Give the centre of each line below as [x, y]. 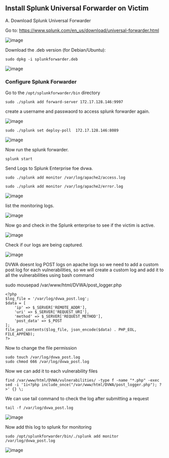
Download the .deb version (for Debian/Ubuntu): [56, 50]
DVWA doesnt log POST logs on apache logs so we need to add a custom [82, 265]
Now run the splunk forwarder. [37, 150]
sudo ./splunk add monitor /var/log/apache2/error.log [64, 187]
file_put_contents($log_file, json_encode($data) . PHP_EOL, [71, 330]
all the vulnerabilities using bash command [50, 275]
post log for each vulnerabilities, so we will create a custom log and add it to [85, 270]
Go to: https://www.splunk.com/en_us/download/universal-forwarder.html [82, 30]
